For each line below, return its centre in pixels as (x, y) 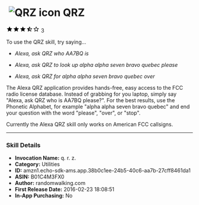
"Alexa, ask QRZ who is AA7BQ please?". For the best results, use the (91, 100)
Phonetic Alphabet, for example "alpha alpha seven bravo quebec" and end (98, 106)
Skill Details (23, 145)
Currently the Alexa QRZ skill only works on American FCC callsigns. (90, 124)
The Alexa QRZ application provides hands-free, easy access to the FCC (95, 87)
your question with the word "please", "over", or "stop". (73, 113)
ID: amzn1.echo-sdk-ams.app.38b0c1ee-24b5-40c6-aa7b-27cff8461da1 (102, 171)
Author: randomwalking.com (50, 183)
